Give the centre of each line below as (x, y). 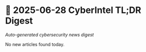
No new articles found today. (35, 44)
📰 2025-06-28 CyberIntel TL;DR (73, 10)
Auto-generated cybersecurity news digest (49, 34)
